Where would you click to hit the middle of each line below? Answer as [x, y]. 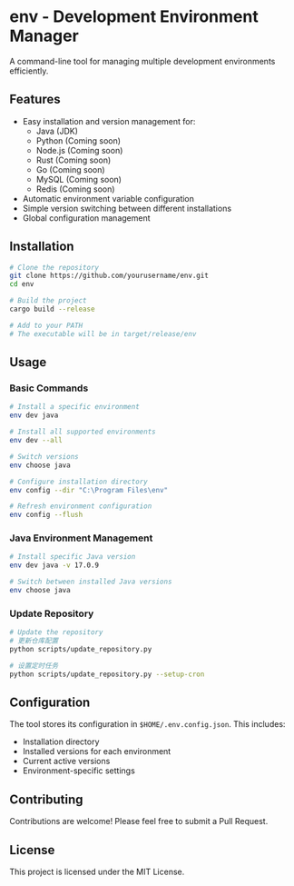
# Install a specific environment [75, 407]
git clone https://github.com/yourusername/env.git [109, 276]
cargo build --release [52, 309]
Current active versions [66, 762]
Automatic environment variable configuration [108, 198]
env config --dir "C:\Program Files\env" [89, 490]
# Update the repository [56, 632]
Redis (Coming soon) [75, 189]
